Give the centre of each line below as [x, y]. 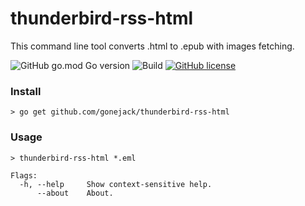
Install [26, 91]
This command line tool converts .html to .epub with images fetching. [152, 46]
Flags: [24, 175]
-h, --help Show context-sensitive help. [116, 184]
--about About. [75, 193]
